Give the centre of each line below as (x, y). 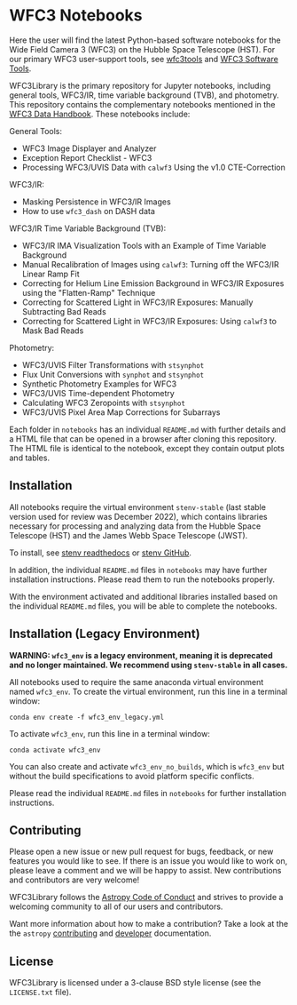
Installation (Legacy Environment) (105, 634)
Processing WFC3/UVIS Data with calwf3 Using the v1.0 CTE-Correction (154, 167)
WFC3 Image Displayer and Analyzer (89, 148)
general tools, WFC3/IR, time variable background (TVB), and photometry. (144, 95)
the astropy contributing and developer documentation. (110, 933)
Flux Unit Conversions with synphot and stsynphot (113, 374)
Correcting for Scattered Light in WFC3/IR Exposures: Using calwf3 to (149, 321)
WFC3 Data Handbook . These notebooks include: (100, 114)
